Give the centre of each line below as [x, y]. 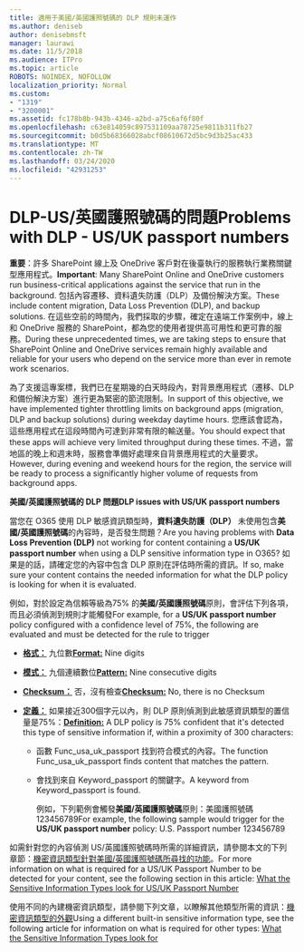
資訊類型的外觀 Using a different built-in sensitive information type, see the [155, 918]
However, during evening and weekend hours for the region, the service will [151, 464]
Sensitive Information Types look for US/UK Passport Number [124, 889]
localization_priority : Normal [68, 85]
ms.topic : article [44, 69]
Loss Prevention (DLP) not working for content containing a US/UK [135, 543]
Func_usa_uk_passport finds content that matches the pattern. [152, 762]
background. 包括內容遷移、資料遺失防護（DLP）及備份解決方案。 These [145, 296]
